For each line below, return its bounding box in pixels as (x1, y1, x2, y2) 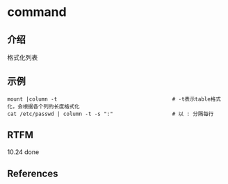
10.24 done (7, 147, 40, 156)
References (7, 168, 58, 180)
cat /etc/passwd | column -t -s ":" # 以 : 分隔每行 (7, 110, 214, 117)
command (7, 4, 67, 20)
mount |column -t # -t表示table (7, 95, 211, 103)
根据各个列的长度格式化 (22, 103, 80, 110)
